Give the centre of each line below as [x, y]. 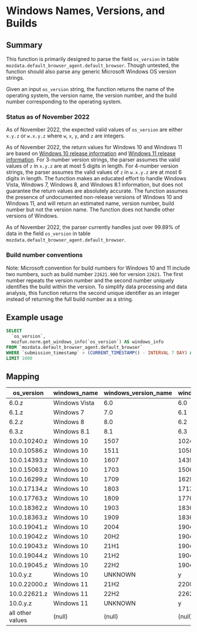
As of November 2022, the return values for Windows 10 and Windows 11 [94, 147]
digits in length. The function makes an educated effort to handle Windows [96, 179]
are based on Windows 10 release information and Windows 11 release [91, 153]
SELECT [14, 331]
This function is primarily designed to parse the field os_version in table [93, 59]
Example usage [35, 317]
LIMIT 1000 [19, 358]
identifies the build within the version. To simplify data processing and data [97, 287]
